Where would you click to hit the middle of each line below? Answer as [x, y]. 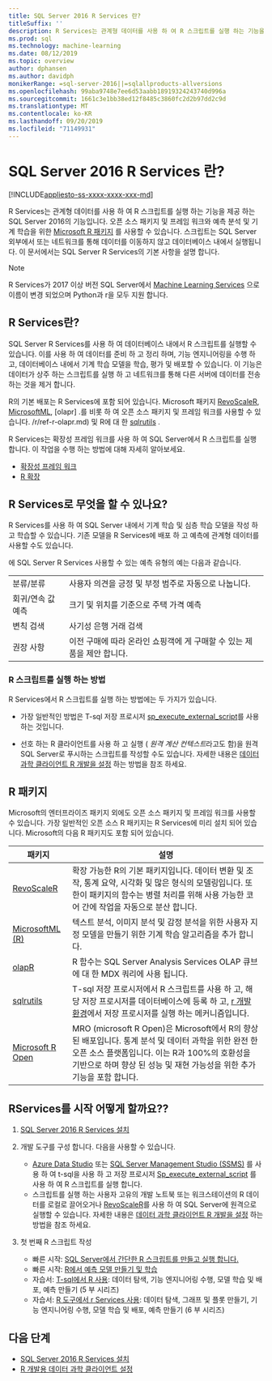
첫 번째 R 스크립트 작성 [56, 1242]
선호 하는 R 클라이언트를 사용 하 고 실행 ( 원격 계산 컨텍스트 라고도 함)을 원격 [139, 744]
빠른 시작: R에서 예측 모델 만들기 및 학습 [95, 1269]
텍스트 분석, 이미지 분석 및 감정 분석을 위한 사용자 [160, 923]
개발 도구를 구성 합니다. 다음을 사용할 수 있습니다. [98, 1147]
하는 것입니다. [42, 727]
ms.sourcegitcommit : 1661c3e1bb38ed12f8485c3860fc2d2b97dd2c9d [117, 99]
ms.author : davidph [41, 76]
